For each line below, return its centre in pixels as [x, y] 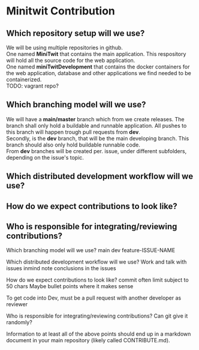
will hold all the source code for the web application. [71, 60]
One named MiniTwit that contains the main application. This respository [96, 54]
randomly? [19, 322]
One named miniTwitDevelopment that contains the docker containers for [98, 67]
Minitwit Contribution [61, 11]
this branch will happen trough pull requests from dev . [73, 132]
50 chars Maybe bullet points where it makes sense [70, 286]
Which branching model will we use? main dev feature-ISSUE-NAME [91, 250]
